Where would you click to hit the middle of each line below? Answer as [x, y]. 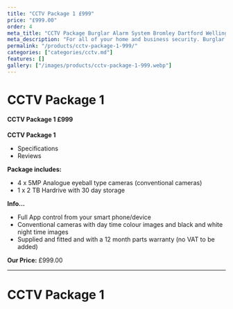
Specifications [38, 149]
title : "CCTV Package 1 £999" [51, 14]
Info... [16, 204]
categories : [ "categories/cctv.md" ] [60, 53]
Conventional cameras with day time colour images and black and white [120, 225]
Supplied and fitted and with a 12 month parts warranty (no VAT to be [116, 239]
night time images [43, 232]
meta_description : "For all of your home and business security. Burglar [116, 40]
